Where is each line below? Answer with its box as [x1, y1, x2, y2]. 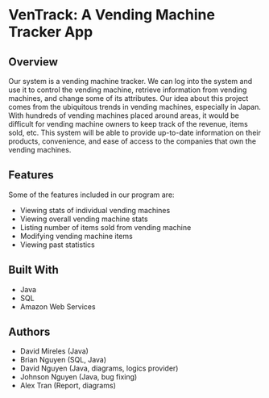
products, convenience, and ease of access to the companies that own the [8, 136, 256, 146]
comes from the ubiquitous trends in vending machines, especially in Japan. [8, 103, 262, 111]
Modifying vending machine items [19, 231, 133, 241]
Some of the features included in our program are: [8, 190, 175, 199]
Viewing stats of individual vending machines [19, 205, 171, 215]
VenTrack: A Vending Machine [8, 6, 216, 24]
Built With [8, 263, 59, 277]
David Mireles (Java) [19, 346, 89, 356]
